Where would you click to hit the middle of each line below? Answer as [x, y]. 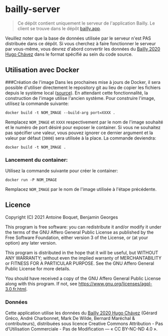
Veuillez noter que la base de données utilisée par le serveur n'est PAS [78, 38]
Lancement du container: [37, 160]
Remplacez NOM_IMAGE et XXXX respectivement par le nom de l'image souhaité [84, 122]
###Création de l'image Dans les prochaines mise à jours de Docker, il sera [83, 82]
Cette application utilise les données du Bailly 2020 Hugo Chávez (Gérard [81, 313]
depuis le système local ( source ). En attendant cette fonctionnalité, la [77, 93]
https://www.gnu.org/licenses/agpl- [115, 284]
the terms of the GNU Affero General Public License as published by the [79, 232]
